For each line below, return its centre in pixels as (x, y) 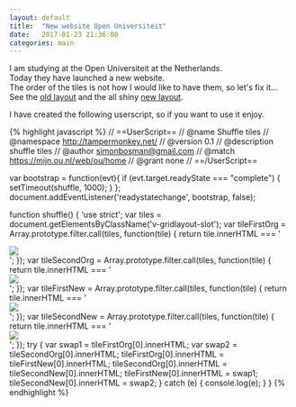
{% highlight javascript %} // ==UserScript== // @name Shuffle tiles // (139, 132)
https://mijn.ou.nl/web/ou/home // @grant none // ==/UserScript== (134, 161)
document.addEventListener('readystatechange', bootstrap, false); (133, 197)
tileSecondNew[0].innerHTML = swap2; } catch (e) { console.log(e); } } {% (148, 383)
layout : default (40, 18)
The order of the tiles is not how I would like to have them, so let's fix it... (144, 87)
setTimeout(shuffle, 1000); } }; (65, 188)
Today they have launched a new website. (87, 78)
